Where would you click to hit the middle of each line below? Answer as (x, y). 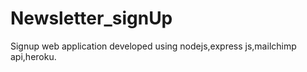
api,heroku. (33, 56)
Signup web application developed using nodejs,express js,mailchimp (153, 46)
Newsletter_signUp (91, 18)
